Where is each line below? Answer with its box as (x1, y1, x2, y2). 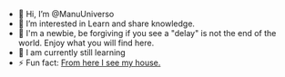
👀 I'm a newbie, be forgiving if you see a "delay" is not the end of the (17, 28, 277, 38)
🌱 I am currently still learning (17, 47, 126, 58)
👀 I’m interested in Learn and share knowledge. (17, 18, 196, 29)
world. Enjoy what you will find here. (17, 37, 155, 48)
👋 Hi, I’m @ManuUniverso (17, 9, 115, 19)
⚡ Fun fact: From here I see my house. (17, 57, 161, 68)
